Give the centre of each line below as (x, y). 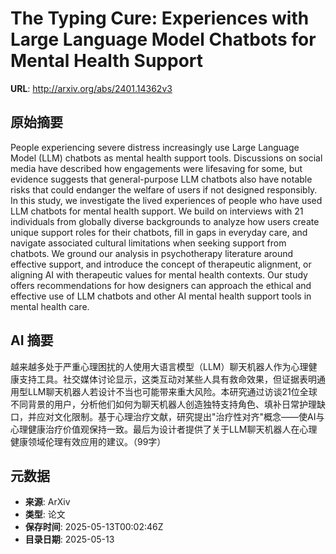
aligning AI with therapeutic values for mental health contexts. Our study (159, 274)
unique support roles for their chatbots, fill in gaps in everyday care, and (159, 232)
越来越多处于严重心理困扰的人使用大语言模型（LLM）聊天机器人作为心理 (159, 366)
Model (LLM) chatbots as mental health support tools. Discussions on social (166, 158)
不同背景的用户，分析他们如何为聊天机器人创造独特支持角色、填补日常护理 (163, 404)
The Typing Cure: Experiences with (160, 18)
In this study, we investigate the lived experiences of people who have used (166, 200)
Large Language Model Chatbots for (163, 39)
